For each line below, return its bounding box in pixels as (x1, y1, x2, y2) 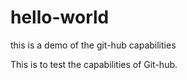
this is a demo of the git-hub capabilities (10, 39, 177, 51)
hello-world (10, 6, 110, 29)
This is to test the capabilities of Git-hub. (10, 58, 178, 70)
